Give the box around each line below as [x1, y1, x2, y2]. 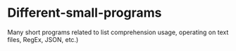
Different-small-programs [7, 5, 162, 21]
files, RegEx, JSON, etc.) [7, 35, 79, 43]
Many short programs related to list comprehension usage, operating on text [7, 28, 229, 36]
